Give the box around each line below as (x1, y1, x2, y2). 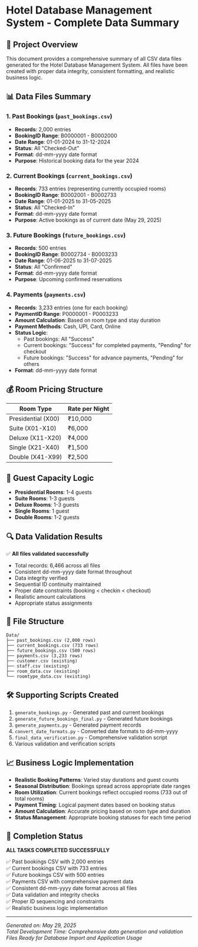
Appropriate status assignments (14, 599, 93, 607)
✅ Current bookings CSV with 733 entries (6, 864, 107, 872)
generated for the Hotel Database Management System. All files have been (6, 61, 188, 68)
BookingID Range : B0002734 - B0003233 (14, 251, 118, 258)
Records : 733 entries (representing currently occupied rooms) (14, 185, 166, 192)
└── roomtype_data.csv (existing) (6, 673, 91, 679)
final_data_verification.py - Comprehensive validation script (14, 734, 167, 741)
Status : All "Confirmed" (14, 263, 72, 270)
